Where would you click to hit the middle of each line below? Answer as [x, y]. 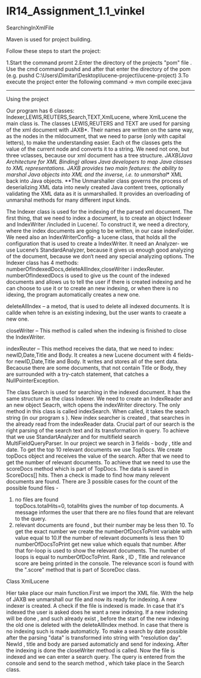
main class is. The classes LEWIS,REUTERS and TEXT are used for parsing [98, 123]
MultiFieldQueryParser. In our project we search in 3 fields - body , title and [99, 443]
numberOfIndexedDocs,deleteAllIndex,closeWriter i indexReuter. [85, 269]
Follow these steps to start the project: [54, 51]
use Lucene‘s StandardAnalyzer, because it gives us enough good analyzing [100, 250]
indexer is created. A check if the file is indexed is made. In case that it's [95, 605]
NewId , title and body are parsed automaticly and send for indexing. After [98, 644]
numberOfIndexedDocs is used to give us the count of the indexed [88, 275]
